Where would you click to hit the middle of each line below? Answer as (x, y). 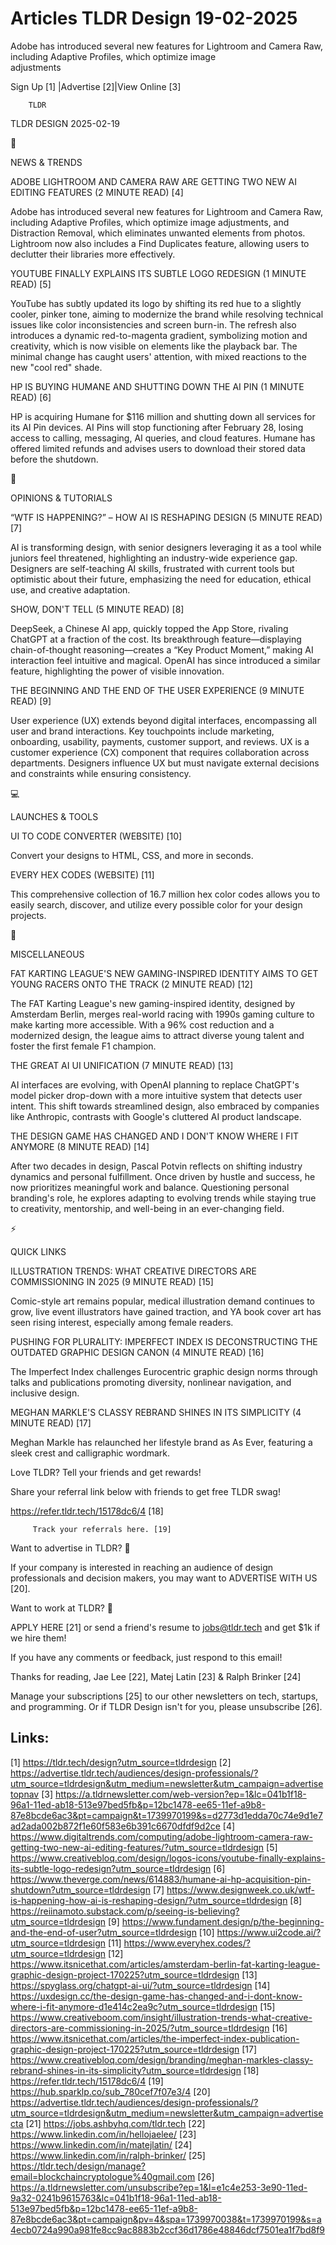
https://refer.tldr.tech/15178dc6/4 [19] (87, 2081)
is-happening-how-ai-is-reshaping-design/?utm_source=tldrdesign (149, 1900)
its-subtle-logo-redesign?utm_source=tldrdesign (111, 1868)
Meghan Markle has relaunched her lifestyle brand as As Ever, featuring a (161, 1442)
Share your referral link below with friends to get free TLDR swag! (145, 1491)
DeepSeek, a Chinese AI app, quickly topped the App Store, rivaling (149, 628)
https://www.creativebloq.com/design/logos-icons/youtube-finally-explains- (168, 1858)
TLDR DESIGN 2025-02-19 (65, 123)
